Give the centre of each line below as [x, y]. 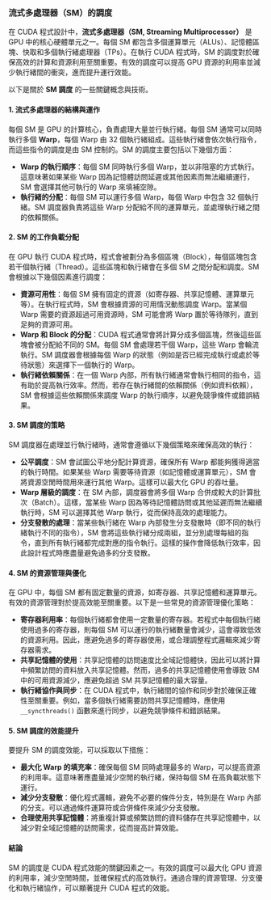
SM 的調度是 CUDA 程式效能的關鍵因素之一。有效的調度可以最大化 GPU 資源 [135, 868]
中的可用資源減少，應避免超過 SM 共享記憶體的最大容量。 [116, 680]
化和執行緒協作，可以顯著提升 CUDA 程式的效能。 [91, 888]
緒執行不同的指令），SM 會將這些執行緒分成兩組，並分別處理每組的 [131, 532]
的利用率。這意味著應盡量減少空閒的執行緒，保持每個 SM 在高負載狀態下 [141, 777]
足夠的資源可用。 [48, 324]
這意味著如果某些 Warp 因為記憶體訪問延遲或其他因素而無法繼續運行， [137, 176]
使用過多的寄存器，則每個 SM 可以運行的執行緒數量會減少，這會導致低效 [141, 630]
